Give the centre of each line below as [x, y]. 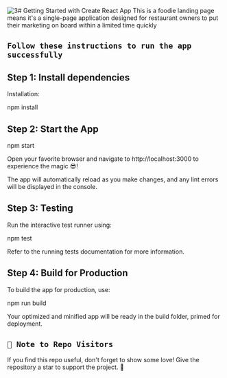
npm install [23, 107]
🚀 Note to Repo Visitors [60, 345]
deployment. [25, 324]
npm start [21, 146]
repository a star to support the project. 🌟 [66, 367]
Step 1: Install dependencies [69, 77]
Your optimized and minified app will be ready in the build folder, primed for [114, 316]
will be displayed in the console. [52, 187]
